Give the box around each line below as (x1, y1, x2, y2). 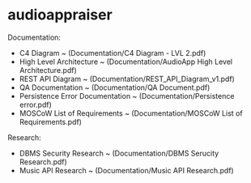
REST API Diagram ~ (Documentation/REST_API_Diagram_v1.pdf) (19, 74, 236, 83)
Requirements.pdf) (19, 117, 83, 126)
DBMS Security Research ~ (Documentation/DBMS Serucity (19, 148, 219, 158)
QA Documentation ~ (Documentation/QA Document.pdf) (19, 83, 211, 92)
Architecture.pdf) (19, 65, 78, 74)
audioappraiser (7, 6, 113, 24)
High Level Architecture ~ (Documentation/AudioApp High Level (19, 57, 232, 66)
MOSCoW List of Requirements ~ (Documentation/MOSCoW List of (19, 108, 244, 118)
